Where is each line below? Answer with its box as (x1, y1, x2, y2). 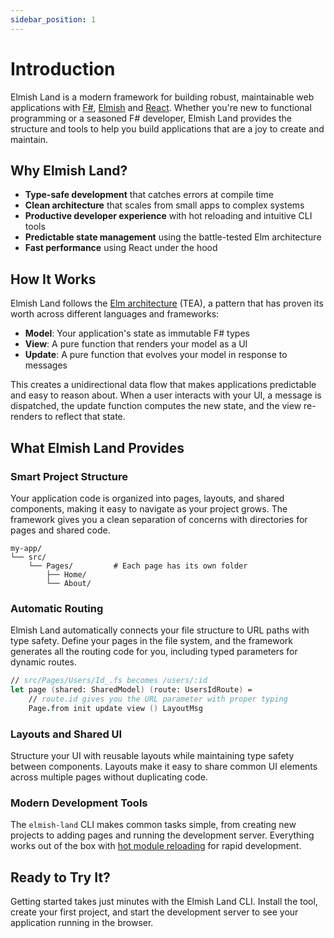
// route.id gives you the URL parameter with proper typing (28, 694, 288, 704)
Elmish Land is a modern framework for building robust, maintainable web (10, 91, 315, 103)
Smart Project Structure (10, 469, 128, 483)
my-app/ (10, 543, 43, 553)
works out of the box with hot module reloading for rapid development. (10, 840, 302, 852)
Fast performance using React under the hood (24, 242, 218, 254)
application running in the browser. (10, 917, 154, 929)
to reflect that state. (44, 411, 126, 423)
